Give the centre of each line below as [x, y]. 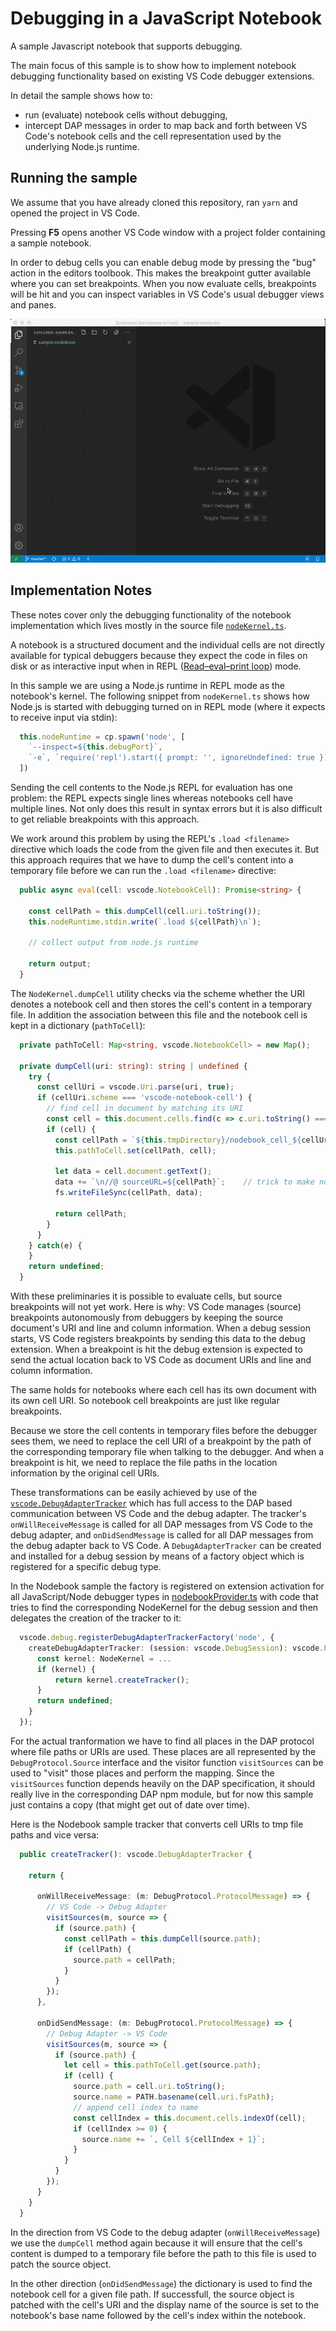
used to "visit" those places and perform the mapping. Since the [142, 1773]
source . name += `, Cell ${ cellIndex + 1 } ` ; [174, 2139]
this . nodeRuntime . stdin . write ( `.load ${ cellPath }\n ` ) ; [145, 922]
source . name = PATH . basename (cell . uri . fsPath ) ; [174, 2097]
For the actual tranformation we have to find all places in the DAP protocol [162, 1741]
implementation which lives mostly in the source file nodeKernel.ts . [148, 625]
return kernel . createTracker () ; [122, 1680]
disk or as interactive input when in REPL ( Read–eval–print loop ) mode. [156, 666]
